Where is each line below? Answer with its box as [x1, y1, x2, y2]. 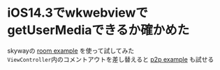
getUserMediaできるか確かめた [7, 22, 190, 38]
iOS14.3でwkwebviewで [7, 5, 149, 21]
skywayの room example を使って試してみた [7, 46, 135, 55]
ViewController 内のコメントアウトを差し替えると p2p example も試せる [7, 55, 214, 63]
